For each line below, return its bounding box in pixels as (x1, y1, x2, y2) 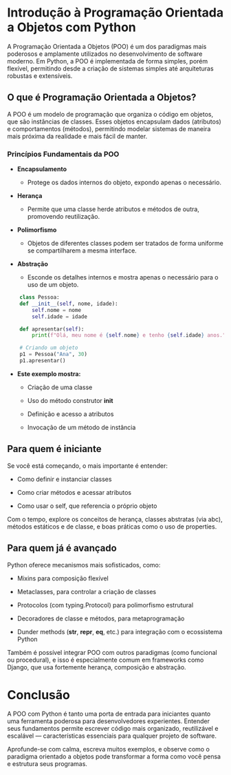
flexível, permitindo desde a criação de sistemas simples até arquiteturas (7, 64, 214, 72)
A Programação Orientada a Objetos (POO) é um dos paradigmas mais (7, 42, 207, 50)
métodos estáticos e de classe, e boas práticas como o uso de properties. (7, 522, 217, 531)
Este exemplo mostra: (16, 369, 81, 377)
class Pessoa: (19, 294, 60, 301)
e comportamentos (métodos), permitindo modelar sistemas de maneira (7, 124, 211, 133)
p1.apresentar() (19, 357, 67, 364)
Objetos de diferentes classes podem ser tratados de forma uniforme (27, 239, 223, 248)
